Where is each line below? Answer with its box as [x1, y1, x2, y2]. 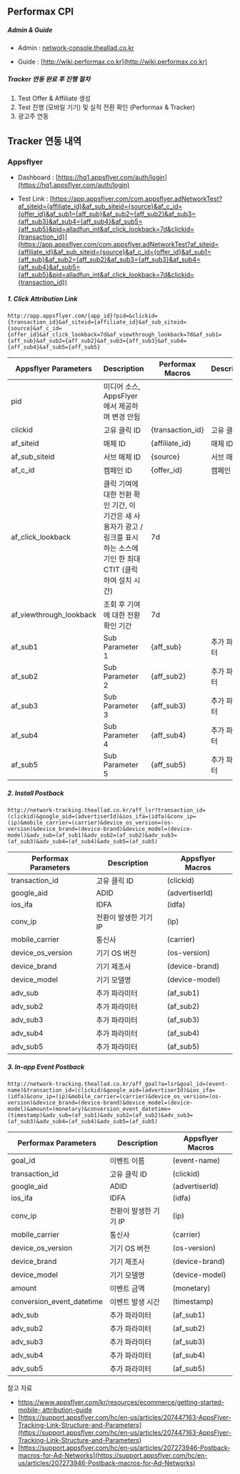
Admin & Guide [7, 25, 53, 34]
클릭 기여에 [103, 479, 139, 489]
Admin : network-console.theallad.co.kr [17, 44, 134, 52]
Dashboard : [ [17, 173, 59, 181]
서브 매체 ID [103, 452, 141, 462]
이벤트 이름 [109, 1155, 145, 1165]
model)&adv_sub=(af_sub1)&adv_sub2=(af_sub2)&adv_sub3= [7, 832, 177, 839]
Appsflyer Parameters [15, 364, 93, 374]
